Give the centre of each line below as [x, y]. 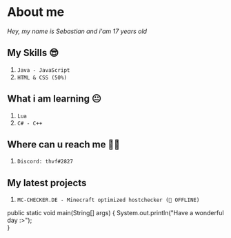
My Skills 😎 [33, 53]
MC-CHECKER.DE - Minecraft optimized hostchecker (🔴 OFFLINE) [108, 200]
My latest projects [47, 183]
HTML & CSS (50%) [42, 77]
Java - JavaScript [43, 70]
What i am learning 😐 [54, 99]
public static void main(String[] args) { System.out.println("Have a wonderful [115, 213]
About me [36, 12]
